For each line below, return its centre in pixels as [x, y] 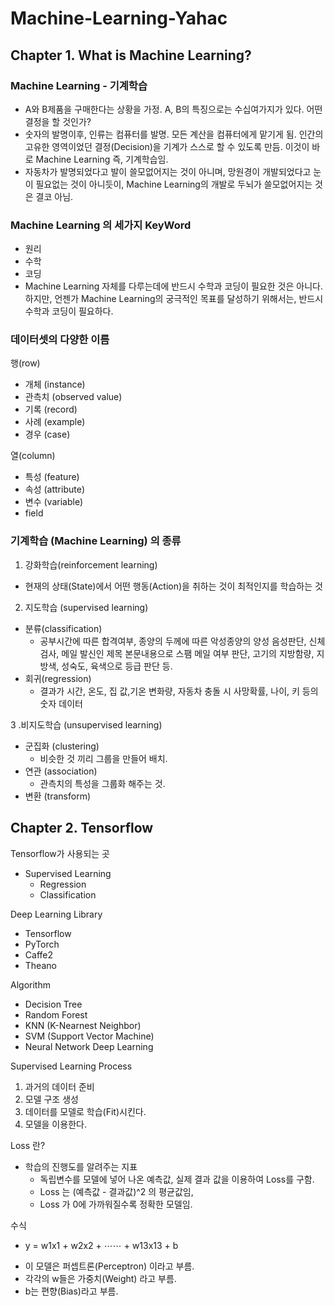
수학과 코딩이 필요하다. [69, 311]
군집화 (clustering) [62, 746]
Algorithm [30, 984]
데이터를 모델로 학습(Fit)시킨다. [85, 1111]
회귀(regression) [58, 678]
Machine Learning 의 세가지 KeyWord [101, 225]
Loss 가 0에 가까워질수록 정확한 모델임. [116, 1204]
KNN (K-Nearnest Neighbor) [83, 1025]
